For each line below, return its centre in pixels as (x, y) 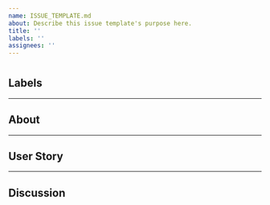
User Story (36, 156)
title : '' (25, 31)
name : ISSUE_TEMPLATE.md (50, 16)
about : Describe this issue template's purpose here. (100, 23)
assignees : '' (32, 46)
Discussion (37, 193)
